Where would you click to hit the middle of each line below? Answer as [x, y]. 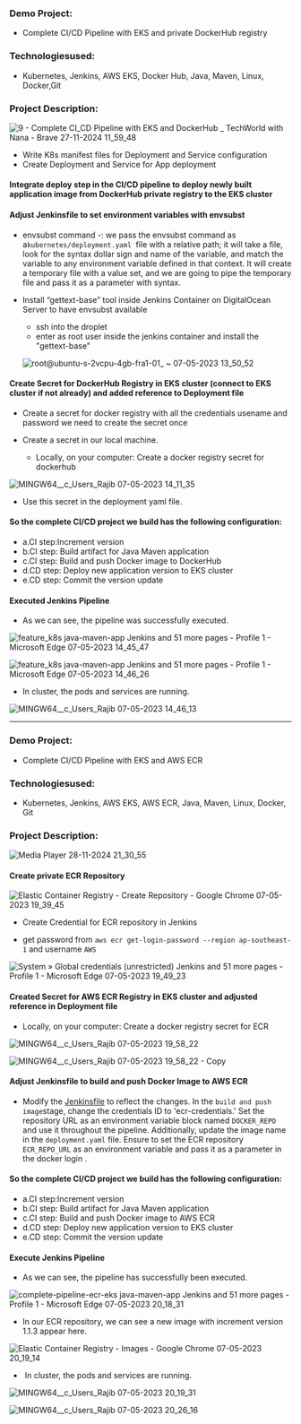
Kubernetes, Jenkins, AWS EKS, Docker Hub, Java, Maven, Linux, [143, 75]
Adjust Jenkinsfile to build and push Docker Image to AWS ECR [129, 1082]
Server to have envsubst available [85, 309]
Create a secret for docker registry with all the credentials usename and [155, 413]
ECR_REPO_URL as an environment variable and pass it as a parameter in [152, 1149]
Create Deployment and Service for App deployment [119, 164]
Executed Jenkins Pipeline [60, 600]
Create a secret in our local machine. [90, 440]
